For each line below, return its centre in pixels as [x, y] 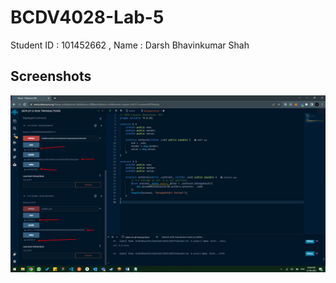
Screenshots [51, 76]
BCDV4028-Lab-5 [87, 17]
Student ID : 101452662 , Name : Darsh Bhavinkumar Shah [130, 45]
